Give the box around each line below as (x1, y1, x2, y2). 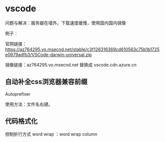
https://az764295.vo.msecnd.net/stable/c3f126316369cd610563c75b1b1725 (5, 46, 160, 52)
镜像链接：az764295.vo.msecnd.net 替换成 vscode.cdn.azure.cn (5, 62, 137, 68)
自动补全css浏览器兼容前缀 (5, 77, 88, 86)
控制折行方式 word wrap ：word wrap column (5, 131, 98, 137)
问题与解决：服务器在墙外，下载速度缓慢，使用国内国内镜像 (5, 20, 126, 26)
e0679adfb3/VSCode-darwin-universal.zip (5, 51, 92, 57)
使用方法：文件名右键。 (5, 101, 53, 107)
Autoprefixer (5, 91, 31, 97)
